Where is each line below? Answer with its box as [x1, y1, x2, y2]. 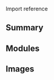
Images [5, 64, 35, 75]
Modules [5, 43, 40, 53]
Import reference [5, 5, 48, 12]
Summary [5, 22, 44, 33]
